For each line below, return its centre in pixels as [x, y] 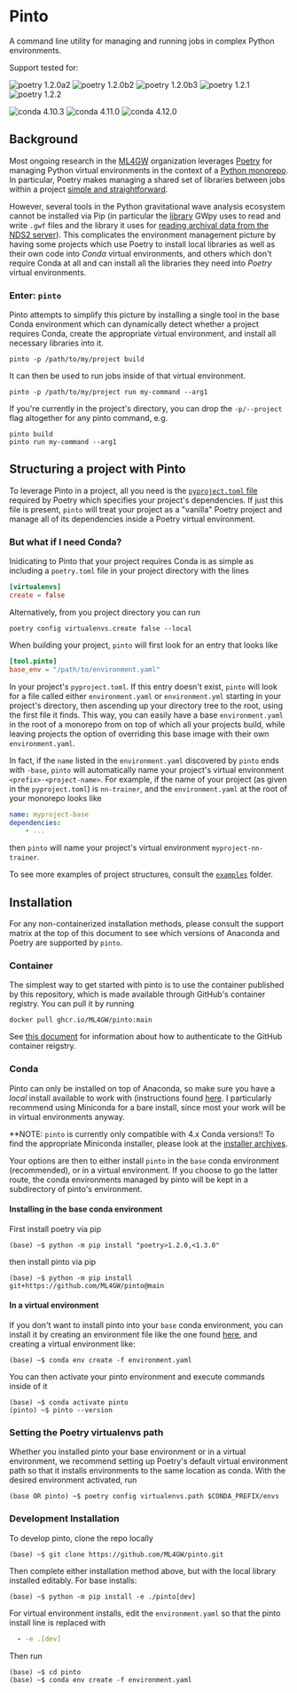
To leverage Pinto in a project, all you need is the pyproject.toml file [133, 490]
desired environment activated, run [73, 1480]
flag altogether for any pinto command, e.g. [89, 418]
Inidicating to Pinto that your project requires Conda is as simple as [132, 561]
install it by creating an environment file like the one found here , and [133, 1335]
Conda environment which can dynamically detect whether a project [134, 324]
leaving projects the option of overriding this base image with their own [139, 734]
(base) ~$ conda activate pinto [69, 1403]
